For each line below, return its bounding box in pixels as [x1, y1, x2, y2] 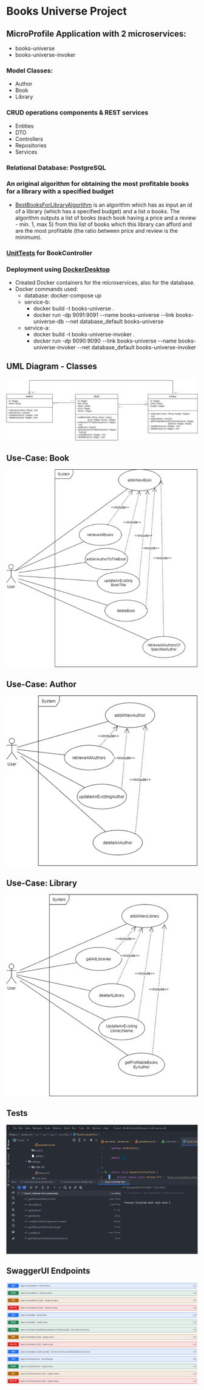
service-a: [24, 324, 50, 332]
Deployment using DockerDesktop [6, 265, 110, 274]
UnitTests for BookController [6, 249, 93, 257]
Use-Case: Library [6, 878, 78, 888]
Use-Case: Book [6, 453, 70, 463]
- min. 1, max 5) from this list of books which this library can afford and [15, 221, 192, 228]
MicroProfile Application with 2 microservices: [6, 29, 186, 39]
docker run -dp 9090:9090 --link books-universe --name [33, 337, 177, 345]
